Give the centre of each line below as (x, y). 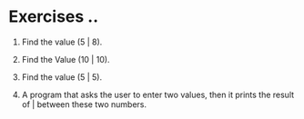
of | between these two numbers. (84, 104)
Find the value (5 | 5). (62, 77)
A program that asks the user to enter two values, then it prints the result (158, 94)
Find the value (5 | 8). (62, 42)
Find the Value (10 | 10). (66, 59)
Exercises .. (54, 17)
